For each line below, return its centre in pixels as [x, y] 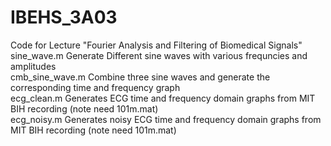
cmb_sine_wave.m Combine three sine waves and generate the [140, 77]
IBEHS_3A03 [64, 17]
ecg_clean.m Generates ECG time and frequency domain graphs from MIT [163, 98]
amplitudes [33, 66]
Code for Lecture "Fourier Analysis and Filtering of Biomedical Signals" [156, 45]
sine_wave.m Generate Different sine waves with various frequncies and [159, 55]
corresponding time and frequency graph [95, 87]
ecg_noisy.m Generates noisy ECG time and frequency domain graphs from [166, 119]
